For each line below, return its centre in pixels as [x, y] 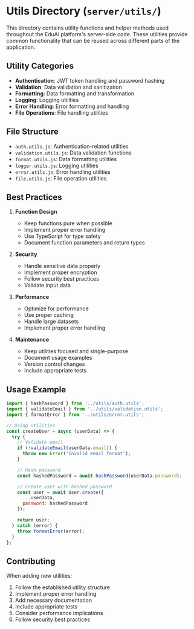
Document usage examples [58, 358]
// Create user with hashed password [65, 487]
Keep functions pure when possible [68, 223]
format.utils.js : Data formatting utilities [66, 159]
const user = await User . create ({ [60, 492]
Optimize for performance [56, 308]
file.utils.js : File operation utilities [61, 178]
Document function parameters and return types [84, 243]
